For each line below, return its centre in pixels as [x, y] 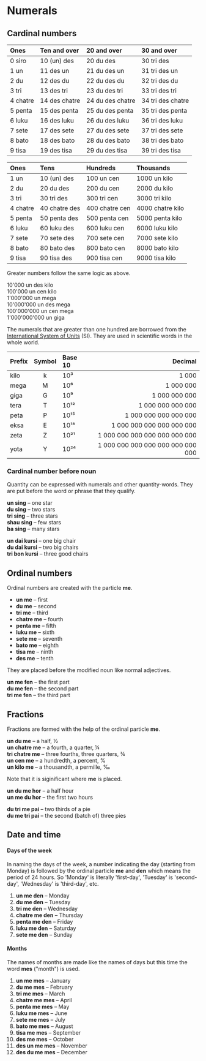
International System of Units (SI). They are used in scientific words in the [100, 336]
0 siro [18, 61]
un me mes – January [43, 980]
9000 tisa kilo [156, 258]
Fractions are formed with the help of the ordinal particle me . [84, 729]
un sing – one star [30, 503]
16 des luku [57, 120]
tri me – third [32, 613]
